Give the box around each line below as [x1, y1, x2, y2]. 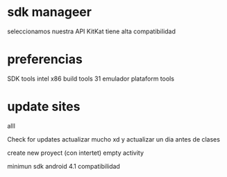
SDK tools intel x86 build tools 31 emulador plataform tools [7, 74, 175, 83]
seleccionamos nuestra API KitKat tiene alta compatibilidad [7, 27, 176, 35]
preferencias [7, 51, 83, 67]
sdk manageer [7, 4, 92, 20]
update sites [7, 99, 81, 115]
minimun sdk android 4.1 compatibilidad [7, 162, 120, 170]
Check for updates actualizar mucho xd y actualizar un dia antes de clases [7, 135, 221, 143]
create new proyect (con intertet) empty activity [7, 149, 144, 157]
